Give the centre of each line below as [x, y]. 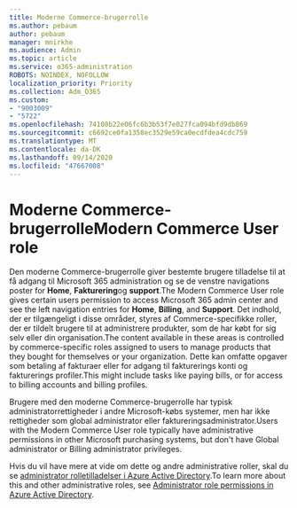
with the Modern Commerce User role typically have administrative [132, 430]
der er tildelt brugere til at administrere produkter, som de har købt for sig [143, 328]
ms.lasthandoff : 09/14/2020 [61, 157]
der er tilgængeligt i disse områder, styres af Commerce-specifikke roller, [143, 319]
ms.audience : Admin [45, 51]
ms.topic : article [43, 59]
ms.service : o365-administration [71, 67]
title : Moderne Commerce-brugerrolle [79, 17]
